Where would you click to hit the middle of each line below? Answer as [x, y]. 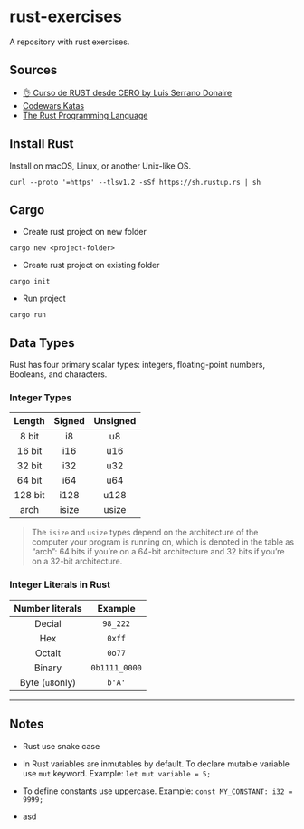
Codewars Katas [53, 105]
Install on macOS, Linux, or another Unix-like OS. [100, 166]
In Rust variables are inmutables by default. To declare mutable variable [156, 764]
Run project [44, 299]
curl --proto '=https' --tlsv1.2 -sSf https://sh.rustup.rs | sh [135, 182]
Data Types [42, 343]
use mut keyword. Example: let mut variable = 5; [116, 773]
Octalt [48, 652]
